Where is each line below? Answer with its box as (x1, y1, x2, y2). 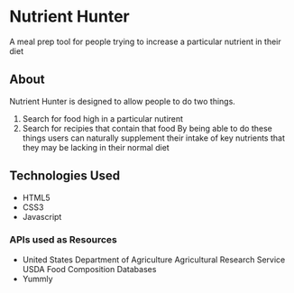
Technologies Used (9, 169, 120, 184)
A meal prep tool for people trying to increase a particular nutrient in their (9, 36, 281, 47)
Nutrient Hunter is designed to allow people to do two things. (9, 96, 236, 106)
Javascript (22, 211, 62, 222)
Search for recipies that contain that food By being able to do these (22, 123, 272, 133)
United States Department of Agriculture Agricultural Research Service (22, 254, 286, 265)
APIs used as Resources (9, 233, 117, 246)
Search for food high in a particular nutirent (22, 113, 183, 124)
